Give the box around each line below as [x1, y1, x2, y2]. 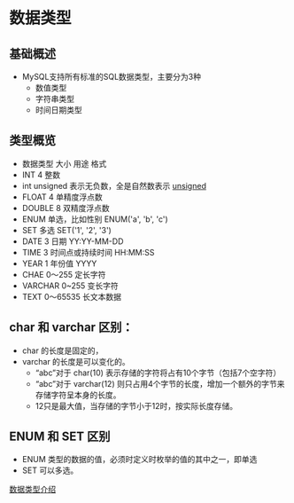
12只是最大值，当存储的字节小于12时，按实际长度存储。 [35, 400, 238, 411]
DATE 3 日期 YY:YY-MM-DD [21, 236, 124, 247]
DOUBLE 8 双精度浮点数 [21, 202, 111, 213]
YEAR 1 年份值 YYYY [21, 258, 97, 269]
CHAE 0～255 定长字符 [21, 269, 106, 279]
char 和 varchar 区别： [9, 320, 134, 335]
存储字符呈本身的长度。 [35, 389, 121, 400]
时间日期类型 [35, 105, 82, 115]
